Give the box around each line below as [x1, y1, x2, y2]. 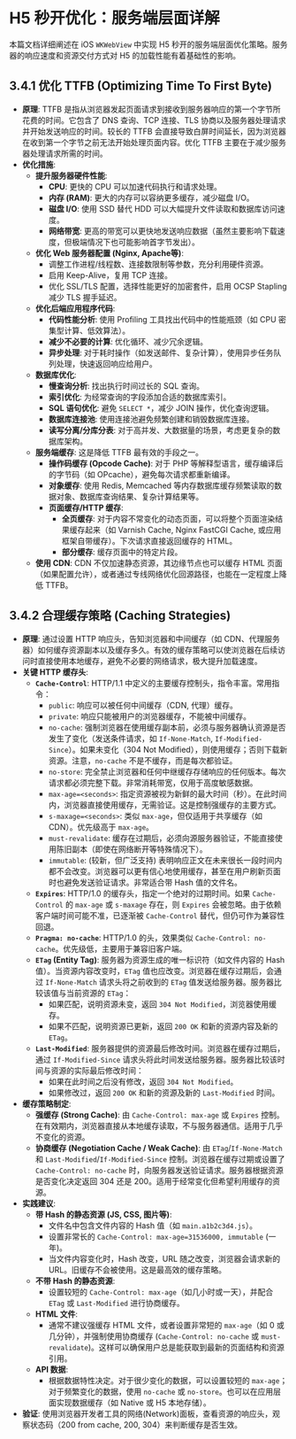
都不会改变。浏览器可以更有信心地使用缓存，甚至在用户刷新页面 [48, 865, 281, 877]
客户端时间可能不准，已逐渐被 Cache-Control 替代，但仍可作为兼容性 [34, 909, 285, 921]
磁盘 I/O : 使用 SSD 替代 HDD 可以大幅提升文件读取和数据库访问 [48, 203, 278, 213]
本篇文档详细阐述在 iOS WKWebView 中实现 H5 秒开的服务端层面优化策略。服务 [9, 39, 288, 50]
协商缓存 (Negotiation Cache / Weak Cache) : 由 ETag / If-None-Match [34, 1142, 283, 1153]
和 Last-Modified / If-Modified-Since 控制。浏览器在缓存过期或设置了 [34, 1153, 285, 1164]
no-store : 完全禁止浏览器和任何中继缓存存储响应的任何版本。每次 [48, 766, 286, 777]
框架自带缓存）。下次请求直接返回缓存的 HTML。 [61, 535, 238, 545]
